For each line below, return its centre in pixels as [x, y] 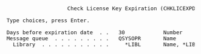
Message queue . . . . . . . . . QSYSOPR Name [91, 38]
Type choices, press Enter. [48, 20]
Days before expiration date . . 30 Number [95, 32]
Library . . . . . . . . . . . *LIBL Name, [96, 44]
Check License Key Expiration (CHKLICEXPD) [133, 8]
